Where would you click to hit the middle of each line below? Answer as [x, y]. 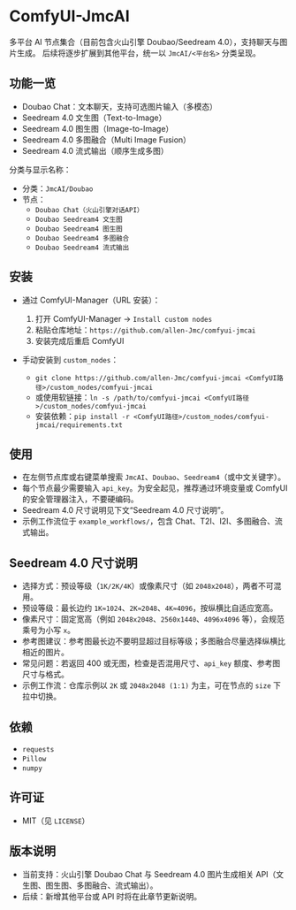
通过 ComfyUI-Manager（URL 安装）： [91, 300]
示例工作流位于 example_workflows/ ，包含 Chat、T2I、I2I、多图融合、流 [152, 521]
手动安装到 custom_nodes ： [70, 359]
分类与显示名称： [40, 169]
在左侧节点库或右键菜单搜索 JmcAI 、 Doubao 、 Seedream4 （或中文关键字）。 [153, 477]
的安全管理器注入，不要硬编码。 [80, 499]
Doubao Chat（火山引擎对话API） [89, 210]
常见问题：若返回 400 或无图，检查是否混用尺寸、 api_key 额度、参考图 [151, 663]
